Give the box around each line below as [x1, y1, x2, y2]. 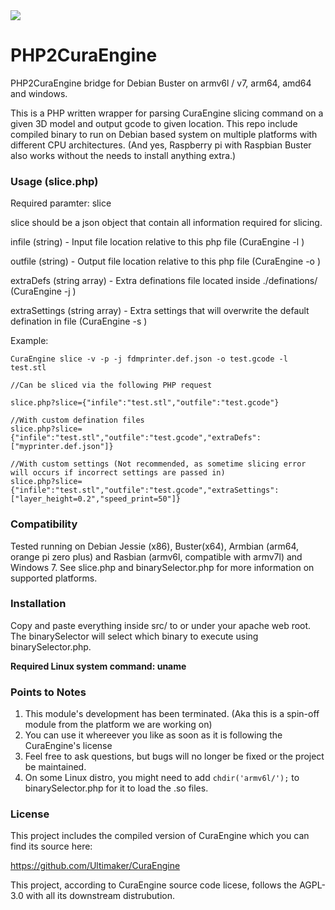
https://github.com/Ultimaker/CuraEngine [10, 860, 181, 872]
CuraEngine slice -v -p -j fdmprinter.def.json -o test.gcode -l [10, 354, 288, 364]
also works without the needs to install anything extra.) [10, 149, 237, 161]
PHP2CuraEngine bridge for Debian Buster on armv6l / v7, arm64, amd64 [10, 77, 312, 89]
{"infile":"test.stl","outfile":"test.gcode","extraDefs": [10, 433, 262, 443]
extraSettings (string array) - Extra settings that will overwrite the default [10, 305, 310, 317]
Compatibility [10, 517, 78, 531]
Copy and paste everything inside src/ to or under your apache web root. [10, 619, 312, 631]
